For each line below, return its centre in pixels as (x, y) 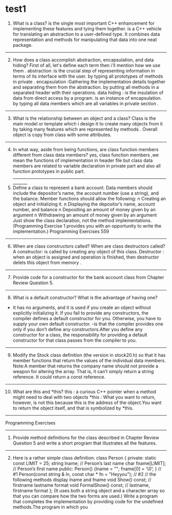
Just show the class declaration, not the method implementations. (82, 220)
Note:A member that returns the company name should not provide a (85, 366)
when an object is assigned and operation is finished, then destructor (86, 257)
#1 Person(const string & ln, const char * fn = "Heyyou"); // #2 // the (84, 474)
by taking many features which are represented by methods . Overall (85, 129)
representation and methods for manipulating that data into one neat (85, 40)
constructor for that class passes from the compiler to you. (75, 340)
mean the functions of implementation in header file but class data (83, 160)
